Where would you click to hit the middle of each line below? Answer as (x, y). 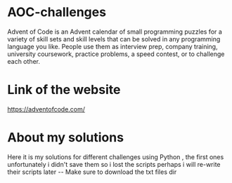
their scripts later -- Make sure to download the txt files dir (92, 172)
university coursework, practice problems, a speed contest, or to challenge (116, 54)
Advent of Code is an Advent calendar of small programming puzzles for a (115, 32)
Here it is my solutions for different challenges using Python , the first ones (116, 157)
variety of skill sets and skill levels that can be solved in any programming (114, 39)
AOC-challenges (57, 12)
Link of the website (64, 90)
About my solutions (66, 138)
